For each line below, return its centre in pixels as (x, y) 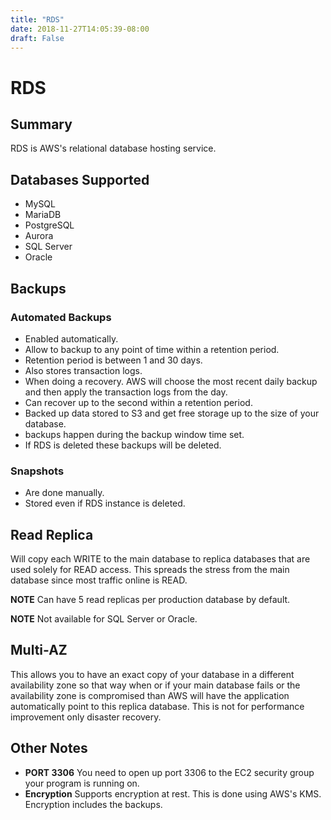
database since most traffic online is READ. (99, 580)
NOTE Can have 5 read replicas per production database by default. (150, 599)
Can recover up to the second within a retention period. (138, 402)
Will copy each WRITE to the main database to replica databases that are (160, 558)
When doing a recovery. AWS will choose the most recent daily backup (171, 381)
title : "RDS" (37, 19)
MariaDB (43, 215)
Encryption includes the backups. (93, 804)
